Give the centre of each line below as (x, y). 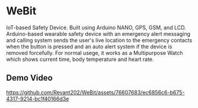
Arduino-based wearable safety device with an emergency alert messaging (98, 33)
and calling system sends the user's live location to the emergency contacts (99, 40)
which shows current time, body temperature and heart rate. (80, 59)
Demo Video (29, 78)
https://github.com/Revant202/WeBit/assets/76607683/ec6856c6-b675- (95, 92)
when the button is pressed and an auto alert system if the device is (89, 47)
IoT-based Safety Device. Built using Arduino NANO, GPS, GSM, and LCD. (96, 27)
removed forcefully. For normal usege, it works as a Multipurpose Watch (95, 53)
